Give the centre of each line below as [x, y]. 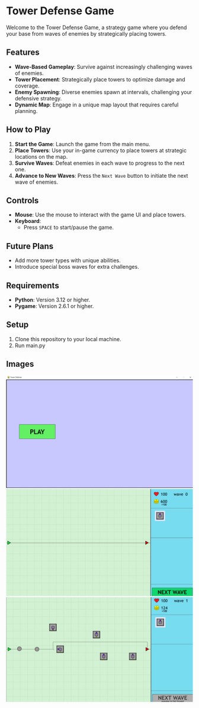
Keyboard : [28, 221]
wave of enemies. [36, 182]
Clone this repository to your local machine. [68, 339]
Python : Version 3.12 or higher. [52, 300]
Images [20, 364]
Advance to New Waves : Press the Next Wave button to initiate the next [101, 175]
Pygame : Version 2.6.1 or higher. [54, 306]
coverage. [27, 86]
